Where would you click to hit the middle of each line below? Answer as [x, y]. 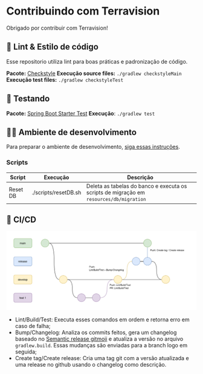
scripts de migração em [116, 192]
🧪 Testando [28, 99]
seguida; [26, 352]
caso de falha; [33, 326]
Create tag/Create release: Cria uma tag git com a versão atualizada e [102, 358]
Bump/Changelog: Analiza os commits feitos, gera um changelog [96, 332]
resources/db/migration [116, 200]
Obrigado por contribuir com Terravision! [57, 28]
